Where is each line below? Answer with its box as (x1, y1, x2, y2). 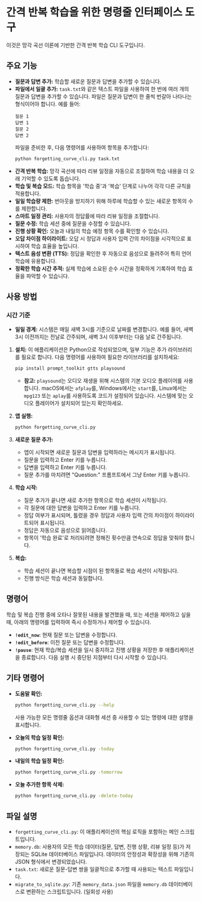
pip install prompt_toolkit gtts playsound (14, 365, 126, 372)
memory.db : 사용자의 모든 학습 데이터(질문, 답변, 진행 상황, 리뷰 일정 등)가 (14, 843, 184, 850)
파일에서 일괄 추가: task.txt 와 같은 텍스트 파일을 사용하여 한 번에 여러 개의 (14, 85, 190, 92)
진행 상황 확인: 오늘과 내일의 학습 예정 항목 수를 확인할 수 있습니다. (14, 227, 169, 235)
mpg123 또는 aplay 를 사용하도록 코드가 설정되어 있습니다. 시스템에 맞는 (23, 392, 187, 400)
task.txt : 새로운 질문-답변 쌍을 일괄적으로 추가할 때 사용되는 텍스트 (14, 866, 173, 873)
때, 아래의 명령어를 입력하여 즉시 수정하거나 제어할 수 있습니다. (6, 618, 151, 626)
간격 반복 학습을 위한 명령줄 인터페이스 (6, 5, 183, 19)
